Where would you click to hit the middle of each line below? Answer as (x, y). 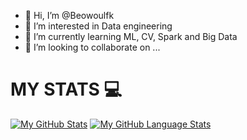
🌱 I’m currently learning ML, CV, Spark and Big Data (131, 36)
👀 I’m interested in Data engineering (98, 26)
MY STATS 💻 (66, 89)
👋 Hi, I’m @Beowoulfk (69, 15)
